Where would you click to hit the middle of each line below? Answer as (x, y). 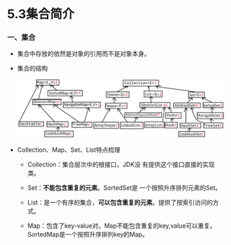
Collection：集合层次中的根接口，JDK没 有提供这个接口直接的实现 (121, 164)
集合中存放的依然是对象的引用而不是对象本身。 (83, 54)
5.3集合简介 (41, 14)
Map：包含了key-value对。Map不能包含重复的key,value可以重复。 (122, 226)
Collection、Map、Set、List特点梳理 (69, 150)
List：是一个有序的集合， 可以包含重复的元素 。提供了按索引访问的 (120, 202)
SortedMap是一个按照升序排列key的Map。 (88, 234)
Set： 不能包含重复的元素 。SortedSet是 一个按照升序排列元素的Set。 (124, 188)
